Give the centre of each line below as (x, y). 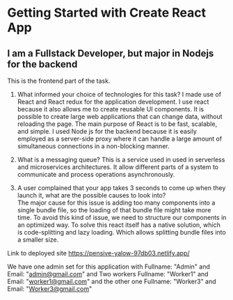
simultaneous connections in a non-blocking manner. (93, 146)
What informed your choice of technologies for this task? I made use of (119, 94)
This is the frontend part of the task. (59, 81)
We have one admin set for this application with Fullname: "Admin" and (109, 267)
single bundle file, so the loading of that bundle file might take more (114, 210)
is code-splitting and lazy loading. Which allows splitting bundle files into (121, 232)
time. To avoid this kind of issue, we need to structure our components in (122, 218)
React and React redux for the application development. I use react (113, 102)
